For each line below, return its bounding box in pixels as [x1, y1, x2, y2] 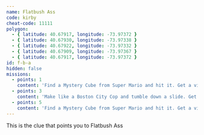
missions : [6, 71, 32, 77]
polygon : [6, 26, 29, 32]
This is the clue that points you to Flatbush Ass [6, 122, 123, 129]
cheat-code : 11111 [6, 20, 53, 26]
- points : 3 [12, 88, 42, 94]
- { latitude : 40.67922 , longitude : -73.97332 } [12, 43, 137, 49]
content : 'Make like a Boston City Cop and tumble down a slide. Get [17, 94, 197, 100]
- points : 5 [12, 99, 42, 105]
